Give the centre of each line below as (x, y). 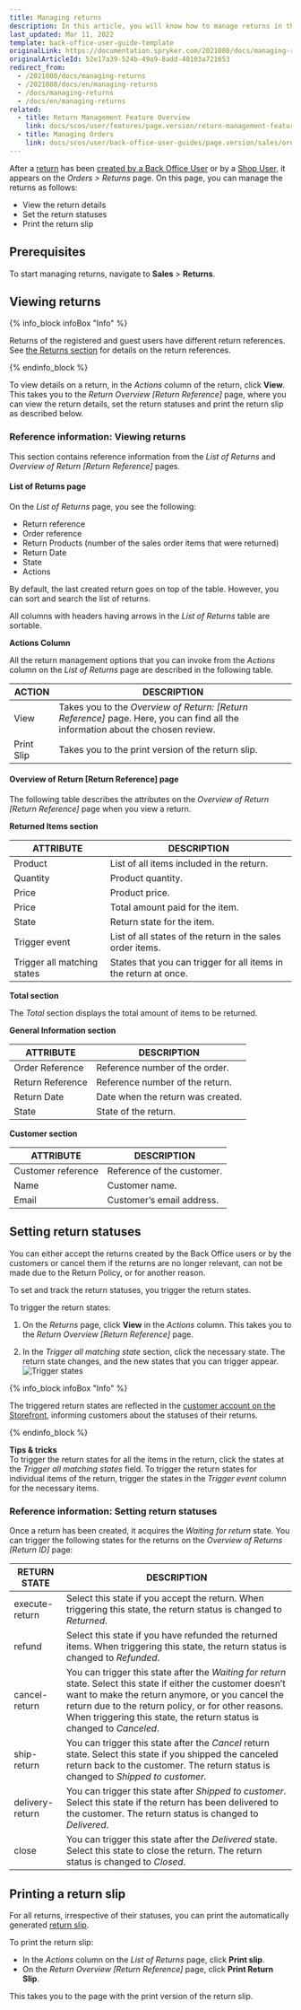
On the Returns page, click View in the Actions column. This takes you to (157, 1324)
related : (26, 109)
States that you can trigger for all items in (197, 963)
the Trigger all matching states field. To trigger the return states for (133, 1469)
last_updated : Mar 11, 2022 (62, 34)
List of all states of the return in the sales (196, 937)
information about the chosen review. (137, 730)
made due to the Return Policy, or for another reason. (107, 1272)
